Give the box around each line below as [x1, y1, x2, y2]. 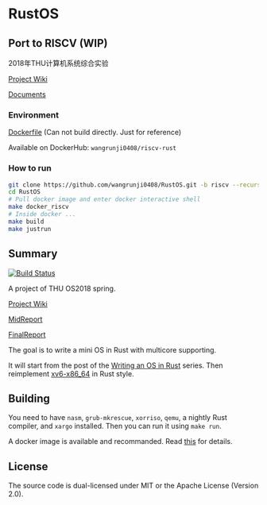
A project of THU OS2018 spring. [8, 283, 116, 293]
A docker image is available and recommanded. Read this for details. [8, 437, 233, 446]
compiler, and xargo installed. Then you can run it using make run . [8, 422, 222, 431]
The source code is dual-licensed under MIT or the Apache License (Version [8, 481, 259, 491]
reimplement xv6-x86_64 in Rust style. [8, 368, 134, 378]
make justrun [8, 225, 52, 233]
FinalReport [8, 330, 46, 339]
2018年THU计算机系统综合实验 [8, 59, 109, 67]
